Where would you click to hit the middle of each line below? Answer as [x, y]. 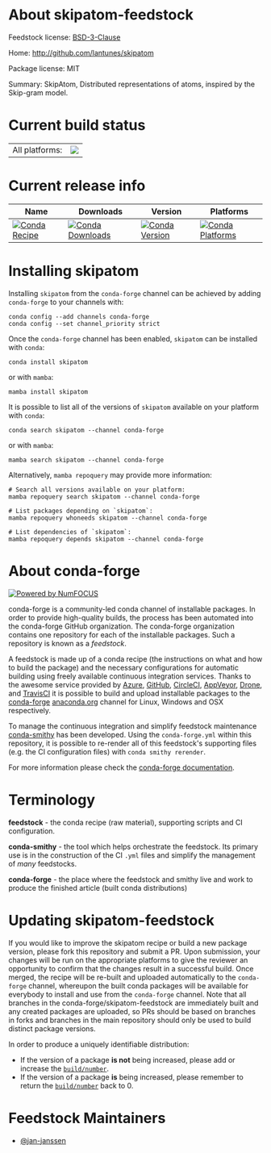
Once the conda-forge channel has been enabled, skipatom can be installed [133, 338]
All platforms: [38, 149]
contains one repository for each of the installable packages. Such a [122, 634]
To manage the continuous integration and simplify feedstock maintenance [133, 726]
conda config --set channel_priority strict [84, 324]
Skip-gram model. [38, 92]
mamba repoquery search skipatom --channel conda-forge [104, 497]
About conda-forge [74, 571]
